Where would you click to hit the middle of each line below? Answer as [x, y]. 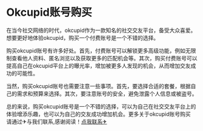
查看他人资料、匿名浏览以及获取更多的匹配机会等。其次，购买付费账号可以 [104, 58]
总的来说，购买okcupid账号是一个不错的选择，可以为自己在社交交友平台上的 [101, 106]
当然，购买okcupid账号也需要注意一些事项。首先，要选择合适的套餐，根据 [98, 86]
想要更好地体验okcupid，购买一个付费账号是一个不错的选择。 [83, 37]
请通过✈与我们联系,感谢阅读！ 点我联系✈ [57, 121]
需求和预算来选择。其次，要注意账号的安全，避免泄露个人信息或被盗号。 [107, 94]
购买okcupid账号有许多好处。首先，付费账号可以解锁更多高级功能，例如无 [98, 50]
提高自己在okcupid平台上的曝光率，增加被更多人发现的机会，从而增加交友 [98, 65]
